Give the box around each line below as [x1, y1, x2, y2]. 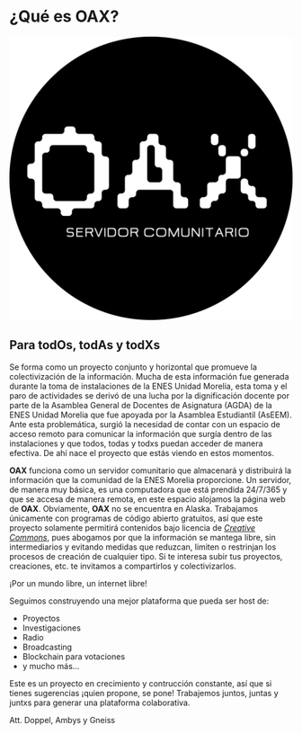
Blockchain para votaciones [22, 650, 126, 662]
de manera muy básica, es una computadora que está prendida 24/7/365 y [9, 484, 288, 495]
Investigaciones [22, 622, 81, 633]
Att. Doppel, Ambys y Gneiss [9, 714, 115, 725]
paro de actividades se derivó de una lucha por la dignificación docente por [9, 389, 290, 401]
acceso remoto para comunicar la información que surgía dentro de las [9, 428, 272, 439]
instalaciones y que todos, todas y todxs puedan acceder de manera [9, 438, 263, 449]
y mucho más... [22, 660, 80, 671]
